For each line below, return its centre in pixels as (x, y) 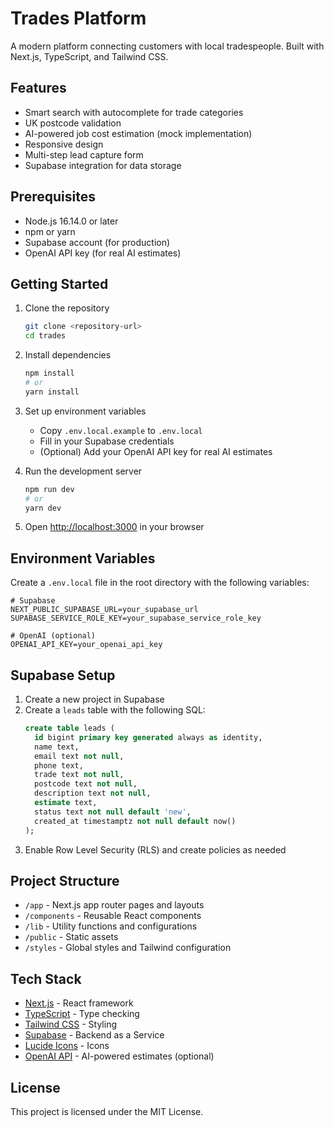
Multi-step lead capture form (84, 154)
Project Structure (65, 880)
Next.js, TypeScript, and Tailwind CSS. (89, 56)
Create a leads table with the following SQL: (115, 710)
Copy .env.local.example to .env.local (121, 430)
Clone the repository (67, 308)
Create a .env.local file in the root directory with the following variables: (160, 583)
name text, (57, 747)
